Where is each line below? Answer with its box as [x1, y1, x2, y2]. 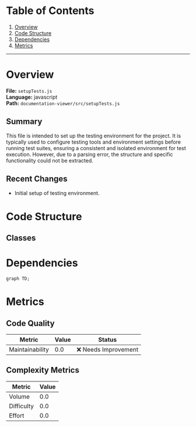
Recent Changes [6, 174, 68, 184]
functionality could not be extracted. [6, 157, 93, 164]
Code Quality [6, 318, 55, 328]
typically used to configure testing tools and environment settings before [6, 138, 181, 145]
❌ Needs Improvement [76, 346, 139, 354]
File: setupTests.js [6, 87, 52, 94]
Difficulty [9, 402, 34, 410]
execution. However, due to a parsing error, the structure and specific [6, 151, 173, 158]
